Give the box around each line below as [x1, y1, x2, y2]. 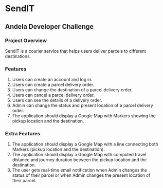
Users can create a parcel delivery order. [12, 82, 94, 88]
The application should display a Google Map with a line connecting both [12, 141, 158, 147]
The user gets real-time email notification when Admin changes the [12, 167, 147, 173]
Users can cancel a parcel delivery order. [12, 92, 95, 98]
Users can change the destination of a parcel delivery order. [12, 87, 133, 93]
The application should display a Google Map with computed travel [12, 152, 146, 158]
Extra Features [5, 130, 40, 137]
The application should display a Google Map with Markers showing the [12, 113, 156, 119]
